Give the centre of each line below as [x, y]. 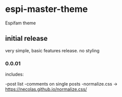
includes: [14, 74]
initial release [27, 39]
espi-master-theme [47, 9]
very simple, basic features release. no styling [52, 50]
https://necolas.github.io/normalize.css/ [46, 89]
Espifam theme [21, 23]
